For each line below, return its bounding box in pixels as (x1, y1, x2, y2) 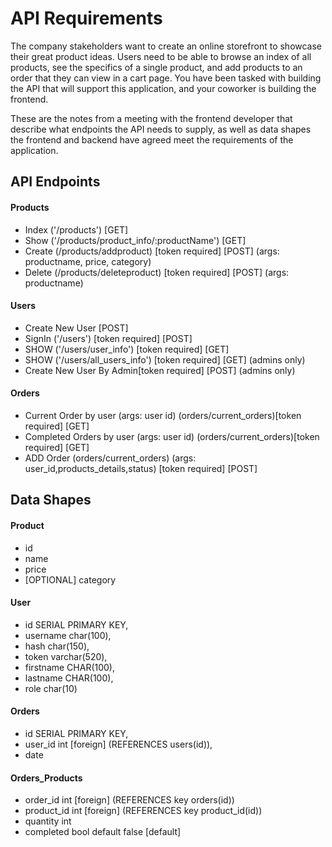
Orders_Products (10, 772, 83, 784)
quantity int (24, 815, 72, 827)
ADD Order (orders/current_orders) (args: (24, 452, 197, 464)
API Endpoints (10, 173, 101, 191)
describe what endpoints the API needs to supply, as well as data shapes (10, 123, 312, 135)
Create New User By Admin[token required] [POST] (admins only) (24, 364, 296, 376)
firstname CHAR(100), (24, 661, 116, 673)
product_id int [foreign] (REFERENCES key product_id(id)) (24, 805, 263, 817)
